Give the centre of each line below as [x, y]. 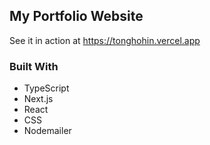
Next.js [38, 99]
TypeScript [46, 88]
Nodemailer [47, 131]
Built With [34, 66]
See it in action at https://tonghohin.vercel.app [105, 40]
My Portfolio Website [76, 16]
